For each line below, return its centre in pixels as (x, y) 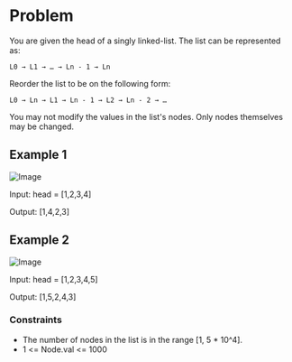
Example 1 (38, 155)
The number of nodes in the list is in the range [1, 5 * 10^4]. (132, 339)
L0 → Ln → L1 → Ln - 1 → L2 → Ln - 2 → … (88, 100)
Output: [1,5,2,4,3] (43, 297)
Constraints (36, 320)
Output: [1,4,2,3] (40, 211)
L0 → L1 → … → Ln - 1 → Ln (60, 67)
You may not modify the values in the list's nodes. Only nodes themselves (146, 116)
